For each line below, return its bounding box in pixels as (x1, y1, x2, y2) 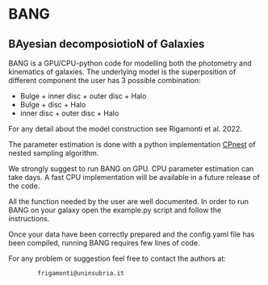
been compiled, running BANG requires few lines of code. (8, 238, 200, 247)
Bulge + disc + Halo (19, 100, 86, 109)
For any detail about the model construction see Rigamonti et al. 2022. (8, 124, 242, 133)
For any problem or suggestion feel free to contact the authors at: (8, 254, 226, 263)
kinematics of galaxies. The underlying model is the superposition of (8, 67, 237, 77)
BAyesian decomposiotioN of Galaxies (8, 37, 205, 51)
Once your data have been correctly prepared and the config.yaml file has (8, 229, 255, 239)
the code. (8, 181, 40, 191)
